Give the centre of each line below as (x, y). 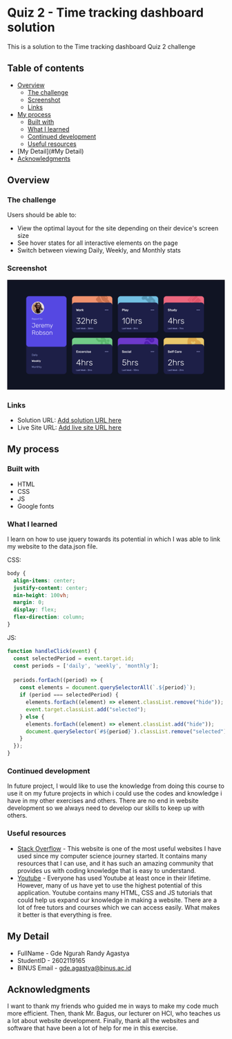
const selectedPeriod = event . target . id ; (74, 659)
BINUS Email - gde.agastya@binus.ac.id (74, 968)
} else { (32, 717)
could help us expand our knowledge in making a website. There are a (117, 900)
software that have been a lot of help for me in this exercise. (93, 1028)
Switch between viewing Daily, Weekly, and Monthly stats (99, 250)
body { (17, 573)
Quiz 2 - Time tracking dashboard (105, 13)
